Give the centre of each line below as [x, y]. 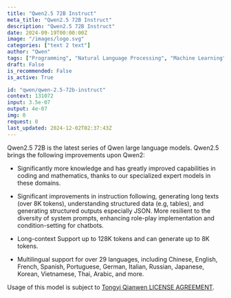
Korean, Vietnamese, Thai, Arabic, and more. [80, 274]
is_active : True [30, 77]
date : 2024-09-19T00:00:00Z [47, 33]
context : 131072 [30, 96]
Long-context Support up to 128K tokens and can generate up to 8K [113, 238]
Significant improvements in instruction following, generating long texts [118, 196]
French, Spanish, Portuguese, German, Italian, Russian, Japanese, [111, 266]
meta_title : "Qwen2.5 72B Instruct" [59, 20]
